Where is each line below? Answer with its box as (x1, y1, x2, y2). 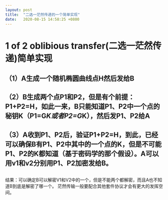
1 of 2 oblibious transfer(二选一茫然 (5, 40, 153, 51)
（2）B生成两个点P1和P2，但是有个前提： (5, 93, 135, 101)
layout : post (5, 7, 33, 13)
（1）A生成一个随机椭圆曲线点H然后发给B (5, 74, 134, 83)
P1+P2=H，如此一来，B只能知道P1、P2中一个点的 (5, 102, 160, 111)
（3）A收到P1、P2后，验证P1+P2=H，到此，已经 (5, 130, 158, 139)
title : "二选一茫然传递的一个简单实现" (5, 12, 80, 17)
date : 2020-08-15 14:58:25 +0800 (5, 17, 80, 22)
